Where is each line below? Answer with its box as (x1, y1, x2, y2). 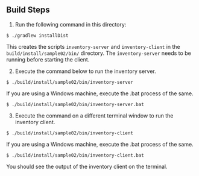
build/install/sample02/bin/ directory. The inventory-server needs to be (6, 49, 191, 57)
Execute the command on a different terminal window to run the (14, 112, 174, 119)
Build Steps (6, 5, 50, 15)
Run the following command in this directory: (14, 20, 127, 28)
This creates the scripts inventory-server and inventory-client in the (6, 43, 180, 50)
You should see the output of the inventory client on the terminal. (6, 163, 168, 170)
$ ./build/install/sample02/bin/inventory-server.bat (6, 101, 145, 107)
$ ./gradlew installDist (6, 33, 69, 39)
